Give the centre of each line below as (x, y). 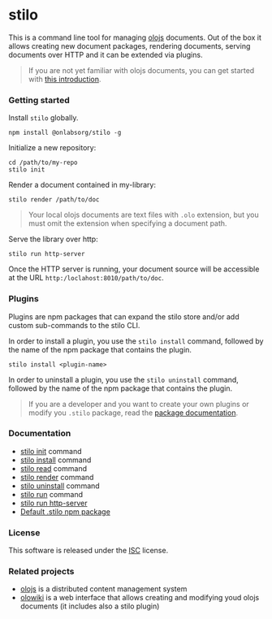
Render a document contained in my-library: (82, 185)
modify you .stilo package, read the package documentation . (133, 413)
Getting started (39, 100)
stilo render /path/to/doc (54, 200)
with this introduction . (65, 79)
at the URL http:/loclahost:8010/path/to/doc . (86, 278)
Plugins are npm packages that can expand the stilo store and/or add (124, 316)
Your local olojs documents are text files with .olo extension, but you (143, 215)
